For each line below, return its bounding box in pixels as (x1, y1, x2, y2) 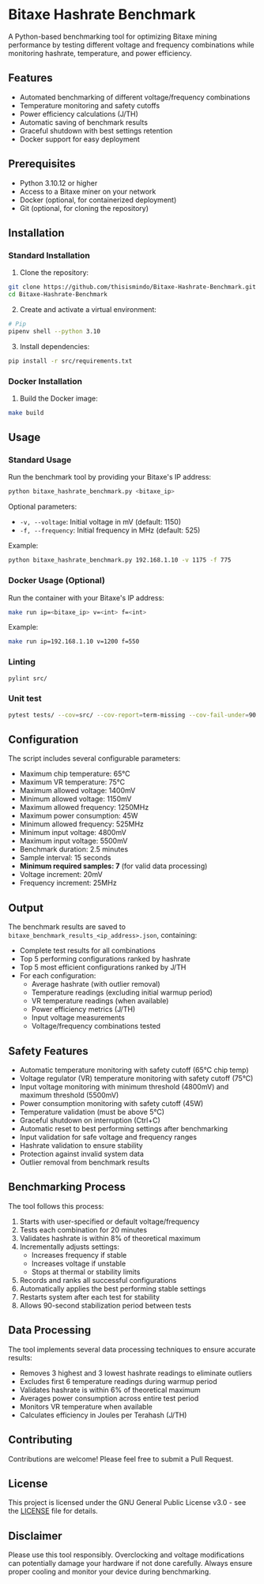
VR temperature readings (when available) (31, 996, 169, 1006)
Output (8, 901, 43, 914)
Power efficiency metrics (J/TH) (31, 1005, 136, 1014)
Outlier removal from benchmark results (19, 1157, 150, 1167)
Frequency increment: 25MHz (19, 879, 117, 888)
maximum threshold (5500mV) (19, 1090, 119, 1100)
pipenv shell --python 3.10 (8, 327, 101, 335)
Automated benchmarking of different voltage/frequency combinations (19, 92, 251, 102)
